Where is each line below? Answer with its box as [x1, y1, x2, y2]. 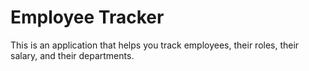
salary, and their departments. [10, 49, 135, 61]
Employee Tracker [10, 6, 165, 29]
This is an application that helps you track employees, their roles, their [10, 39, 300, 51]
